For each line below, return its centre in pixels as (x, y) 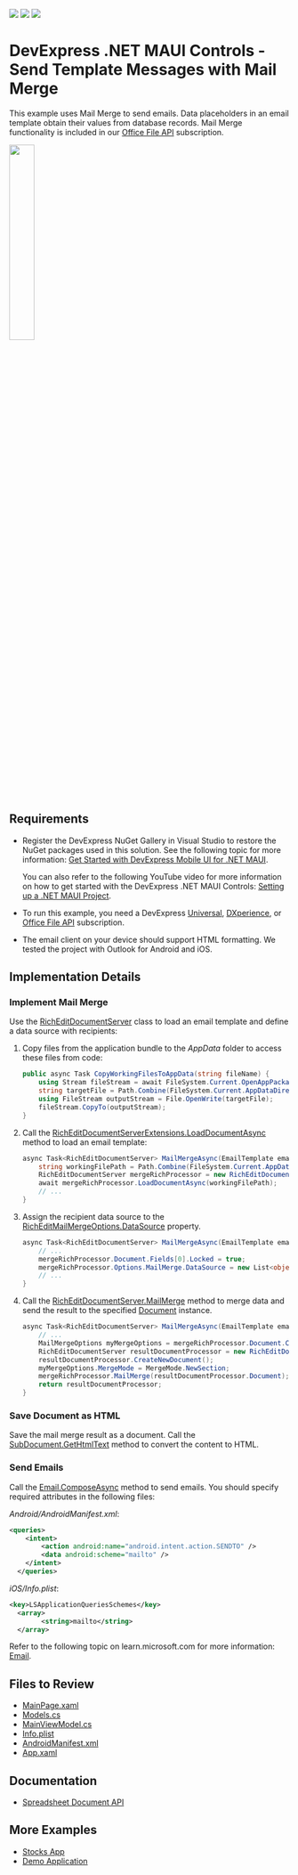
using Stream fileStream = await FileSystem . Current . (140, 1083)
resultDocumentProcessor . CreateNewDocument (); (126, 1360)
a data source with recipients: (64, 1031)
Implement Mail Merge (59, 1002)
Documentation (53, 1781)
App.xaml (40, 1753)
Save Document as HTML (65, 1416)
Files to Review (52, 1684)
